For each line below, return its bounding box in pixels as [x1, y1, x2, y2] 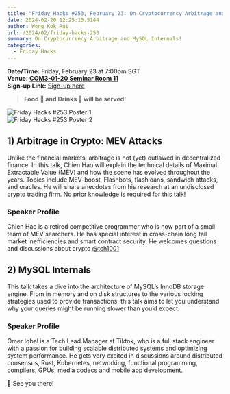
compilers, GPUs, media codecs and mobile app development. [7, 366, 183, 374]
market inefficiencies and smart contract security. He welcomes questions [7, 237, 217, 245]
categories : [7, 42, 41, 49]
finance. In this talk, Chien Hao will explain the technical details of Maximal [7, 160, 218, 169]
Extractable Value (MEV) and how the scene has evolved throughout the [7, 168, 211, 176]
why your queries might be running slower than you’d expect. [7, 304, 180, 312]
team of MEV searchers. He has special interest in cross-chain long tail [7, 230, 207, 238]
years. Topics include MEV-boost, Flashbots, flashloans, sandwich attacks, [7, 175, 218, 184]
